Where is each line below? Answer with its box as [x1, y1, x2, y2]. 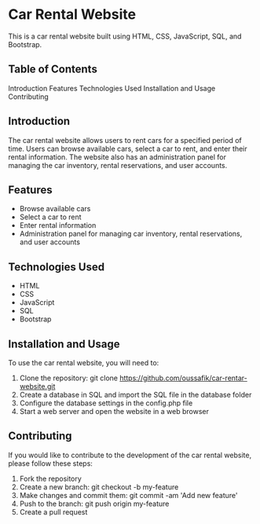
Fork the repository [19, 474, 82, 483]
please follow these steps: [8, 458, 93, 468]
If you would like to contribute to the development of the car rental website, [8, 450, 252, 460]
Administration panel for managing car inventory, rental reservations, [19, 229, 243, 239]
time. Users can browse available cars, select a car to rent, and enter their [8, 144, 247, 153]
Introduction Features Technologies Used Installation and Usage [8, 83, 216, 93]
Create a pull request [19, 507, 88, 516]
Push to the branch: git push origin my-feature [19, 499, 170, 508]
